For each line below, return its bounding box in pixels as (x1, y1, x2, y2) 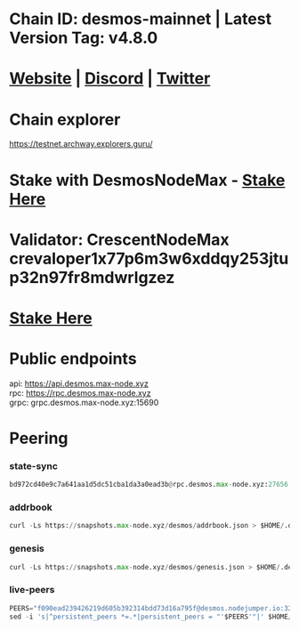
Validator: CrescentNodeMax (9, 230, 230, 249)
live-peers (9, 584, 55, 596)
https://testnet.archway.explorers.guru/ (9, 139, 153, 149)
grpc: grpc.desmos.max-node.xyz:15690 (9, 397, 159, 408)
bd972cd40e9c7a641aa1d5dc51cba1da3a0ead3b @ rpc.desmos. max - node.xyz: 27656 (9, 481, 289, 489)
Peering (9, 428, 69, 448)
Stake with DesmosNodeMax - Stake (9, 170, 286, 190)
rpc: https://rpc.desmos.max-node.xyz (9, 387, 151, 398)
